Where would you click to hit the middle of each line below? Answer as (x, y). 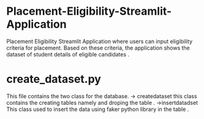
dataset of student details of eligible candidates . (68, 54)
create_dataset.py (54, 79)
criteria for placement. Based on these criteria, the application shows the (98, 48)
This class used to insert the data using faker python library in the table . (98, 109)
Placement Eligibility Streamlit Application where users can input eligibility (100, 41)
